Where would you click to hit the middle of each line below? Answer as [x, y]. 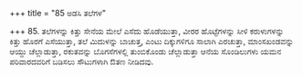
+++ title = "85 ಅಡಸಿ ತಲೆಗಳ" [58, 13]
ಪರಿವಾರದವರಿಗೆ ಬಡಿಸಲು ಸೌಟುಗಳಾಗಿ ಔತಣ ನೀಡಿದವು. [82, 61]
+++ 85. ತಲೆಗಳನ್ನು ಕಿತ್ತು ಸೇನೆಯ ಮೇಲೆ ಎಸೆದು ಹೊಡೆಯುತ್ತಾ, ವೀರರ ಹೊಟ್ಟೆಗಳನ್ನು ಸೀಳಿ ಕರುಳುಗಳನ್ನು [147, 31]
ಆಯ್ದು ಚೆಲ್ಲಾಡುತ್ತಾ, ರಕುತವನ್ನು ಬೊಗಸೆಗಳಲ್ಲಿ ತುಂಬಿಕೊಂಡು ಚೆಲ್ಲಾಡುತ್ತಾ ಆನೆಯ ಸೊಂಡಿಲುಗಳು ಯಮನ [146, 52]
